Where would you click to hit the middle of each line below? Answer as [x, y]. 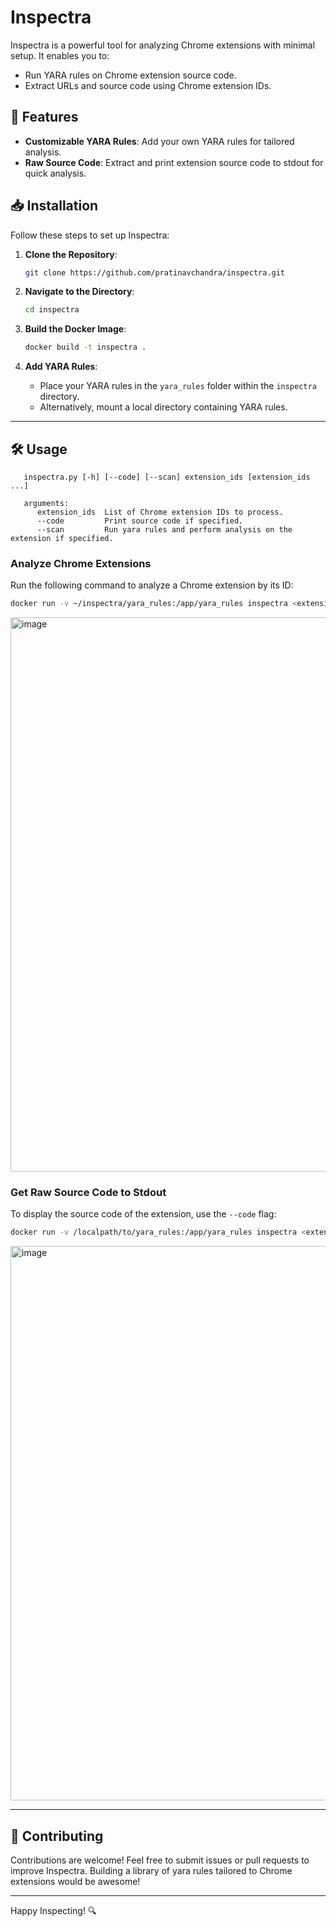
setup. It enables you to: [60, 55]
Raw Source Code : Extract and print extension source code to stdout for [174, 162]
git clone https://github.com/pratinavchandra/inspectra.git [155, 272]
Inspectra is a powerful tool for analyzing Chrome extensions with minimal [163, 45]
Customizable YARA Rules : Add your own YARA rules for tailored [159, 141]
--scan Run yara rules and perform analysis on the [164, 530]
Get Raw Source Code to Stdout [88, 1193]
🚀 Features [44, 117]
